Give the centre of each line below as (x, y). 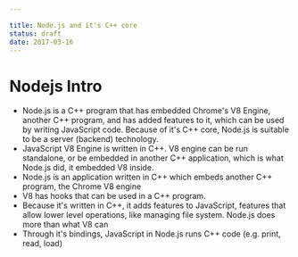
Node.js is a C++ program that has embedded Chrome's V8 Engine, (146, 111)
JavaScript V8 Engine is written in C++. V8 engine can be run (135, 149)
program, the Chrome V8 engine (82, 187)
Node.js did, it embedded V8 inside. (88, 168)
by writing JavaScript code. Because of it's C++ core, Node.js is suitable (156, 129)
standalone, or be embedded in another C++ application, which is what (153, 158)
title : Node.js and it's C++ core (74, 25)
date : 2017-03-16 (41, 42)
